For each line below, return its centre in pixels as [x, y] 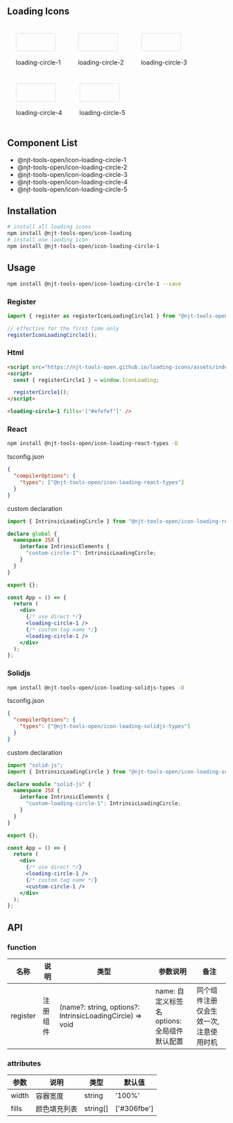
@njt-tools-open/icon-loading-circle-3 [72, 174]
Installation [32, 211]
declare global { [32, 534]
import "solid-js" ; [35, 765]
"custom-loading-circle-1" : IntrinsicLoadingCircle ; [103, 803]
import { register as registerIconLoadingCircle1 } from [91, 316]
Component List [43, 143]
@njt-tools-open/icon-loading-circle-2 [72, 167]
